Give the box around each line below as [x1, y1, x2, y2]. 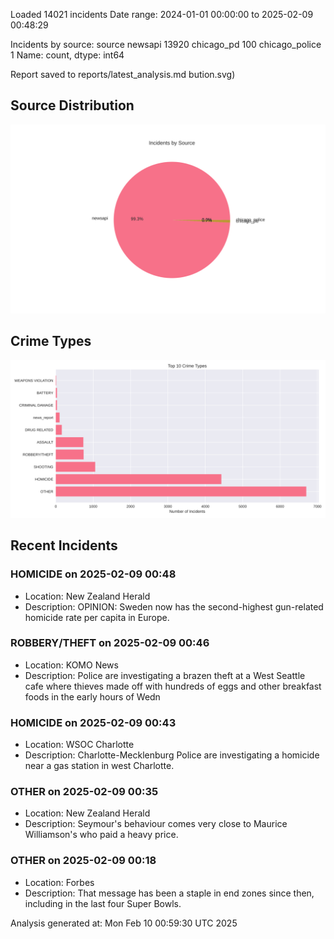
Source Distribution [10, 97, 135, 114]
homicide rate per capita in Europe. [24, 611, 170, 623]
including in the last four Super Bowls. [24, 897, 182, 909]
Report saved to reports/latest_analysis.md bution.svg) [10, 69, 236, 80]
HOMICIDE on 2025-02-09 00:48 [10, 567, 177, 581]
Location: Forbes [24, 876, 95, 888]
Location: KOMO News [24, 659, 119, 671]
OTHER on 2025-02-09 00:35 [10, 785, 159, 799]
